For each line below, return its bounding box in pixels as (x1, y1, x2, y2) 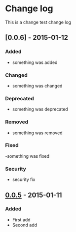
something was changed (12, 83, 63, 88)
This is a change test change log (5, 19, 72, 25)
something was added (12, 59, 58, 65)
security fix (12, 176, 36, 182)
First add (12, 217, 31, 223)
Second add (12, 222, 38, 228)
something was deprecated (12, 106, 68, 112)
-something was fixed (5, 153, 49, 159)
